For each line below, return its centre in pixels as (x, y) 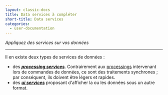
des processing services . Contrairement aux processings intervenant (84, 67)
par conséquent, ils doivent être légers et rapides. (64, 77)
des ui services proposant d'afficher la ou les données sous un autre (83, 82)
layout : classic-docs (28, 10)
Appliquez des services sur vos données (47, 42)
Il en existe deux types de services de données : (55, 57)
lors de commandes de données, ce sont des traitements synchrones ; (85, 72)
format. (20, 88)
